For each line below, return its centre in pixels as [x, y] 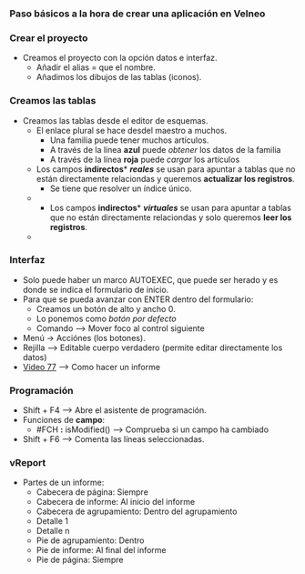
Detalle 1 [52, 521]
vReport [28, 463]
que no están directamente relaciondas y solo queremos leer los [171, 217]
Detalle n [53, 531]
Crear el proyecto [49, 37]
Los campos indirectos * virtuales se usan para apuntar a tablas [170, 207]
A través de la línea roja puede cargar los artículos [145, 159]
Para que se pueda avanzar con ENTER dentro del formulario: [138, 299]
